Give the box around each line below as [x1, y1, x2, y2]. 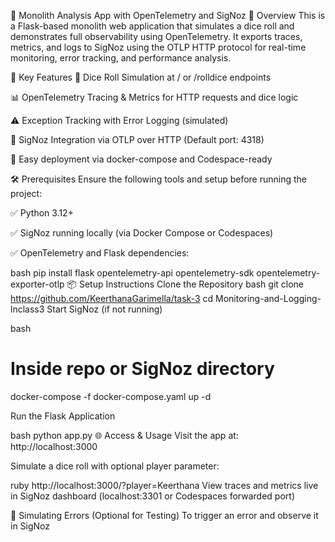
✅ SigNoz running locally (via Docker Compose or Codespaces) [10, 227, 274, 239]
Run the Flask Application [10, 410, 116, 422]
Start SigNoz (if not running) [46, 303, 163, 315]
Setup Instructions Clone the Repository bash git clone [78, 278, 305, 290]
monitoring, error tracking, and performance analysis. [10, 52, 232, 64]
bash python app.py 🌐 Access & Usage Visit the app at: [10, 429, 239, 441]
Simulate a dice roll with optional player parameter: [10, 460, 220, 472]
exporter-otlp [10, 278, 65, 290]
